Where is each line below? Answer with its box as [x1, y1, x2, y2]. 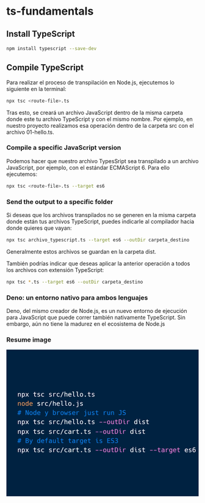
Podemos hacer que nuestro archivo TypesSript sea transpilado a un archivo [6, 157, 199, 164]
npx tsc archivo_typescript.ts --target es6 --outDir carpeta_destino [6, 237, 190, 243]
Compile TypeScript [6, 62, 84, 73]
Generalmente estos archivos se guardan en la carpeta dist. [6, 248, 157, 255]
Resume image [6, 336, 52, 343]
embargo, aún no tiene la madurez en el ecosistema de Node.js [6, 320, 165, 328]
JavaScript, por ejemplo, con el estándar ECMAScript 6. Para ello [6, 164, 170, 171]
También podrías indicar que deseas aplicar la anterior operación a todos [6, 260, 190, 267]
